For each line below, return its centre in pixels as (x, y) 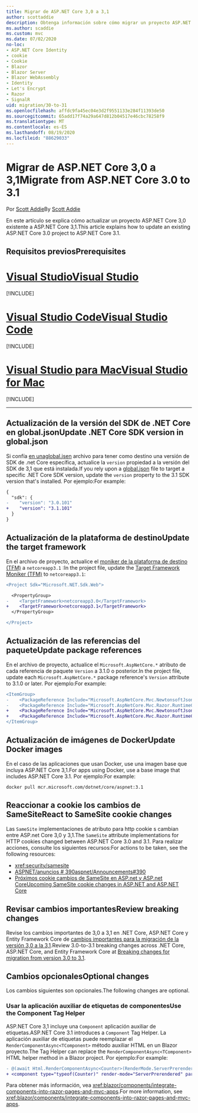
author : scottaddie (30, 17)
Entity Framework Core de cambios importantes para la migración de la (93, 939)
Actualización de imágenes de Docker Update (91, 740)
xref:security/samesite (42, 865)
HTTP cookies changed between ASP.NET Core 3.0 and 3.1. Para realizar (95, 841)
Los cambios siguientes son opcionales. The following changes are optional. (98, 991)
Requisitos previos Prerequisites (66, 252)
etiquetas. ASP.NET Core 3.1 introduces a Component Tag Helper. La (86, 1033)
